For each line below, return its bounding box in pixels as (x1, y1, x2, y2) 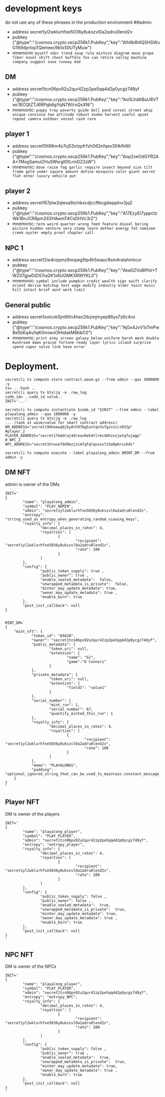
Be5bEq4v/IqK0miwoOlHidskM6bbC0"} (12, 330, 92, 336)
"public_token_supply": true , (40, 568, 105, 573)
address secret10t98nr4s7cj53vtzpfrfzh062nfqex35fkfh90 (12, 143, 131, 149)
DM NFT (5, 468, 31, 477)
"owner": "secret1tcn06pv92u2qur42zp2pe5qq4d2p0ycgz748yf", (31, 638, 157, 643)
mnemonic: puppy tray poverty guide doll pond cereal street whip (12, 107, 153, 113)
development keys (5, 3, 82, 14)
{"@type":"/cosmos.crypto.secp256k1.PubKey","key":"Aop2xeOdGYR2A (12, 153, 159, 159)
